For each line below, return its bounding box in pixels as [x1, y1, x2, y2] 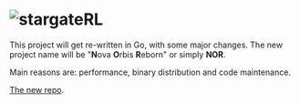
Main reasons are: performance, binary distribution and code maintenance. [9, 67, 292, 78]
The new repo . [9, 84, 65, 95]
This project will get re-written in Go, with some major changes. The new [9, 39, 284, 50]
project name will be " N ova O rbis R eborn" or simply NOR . [9, 48, 226, 59]
